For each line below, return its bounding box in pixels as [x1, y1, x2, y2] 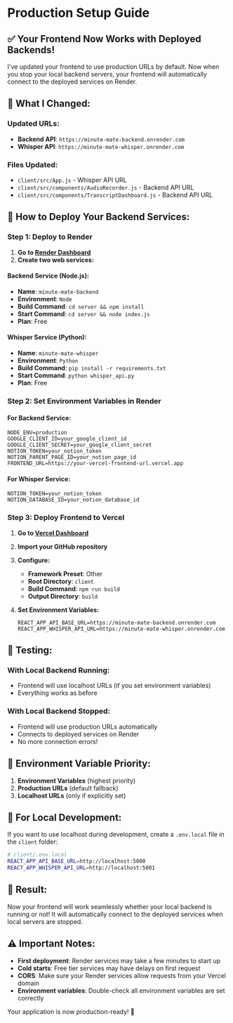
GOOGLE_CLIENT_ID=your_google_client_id [7, 436, 128, 443]
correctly [17, 993, 44, 1002]
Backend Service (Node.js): [7, 272, 90, 280]
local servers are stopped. [7, 917, 83, 925]
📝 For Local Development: [7, 812, 122, 823]
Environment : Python [17, 356, 79, 365]
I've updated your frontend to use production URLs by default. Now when [7, 63, 220, 71]
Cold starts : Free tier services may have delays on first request [17, 964, 201, 972]
